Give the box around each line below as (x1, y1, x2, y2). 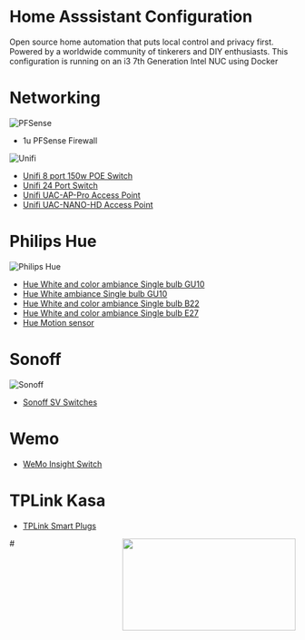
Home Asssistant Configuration (9, 6, 252, 27)
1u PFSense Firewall (22, 134, 98, 146)
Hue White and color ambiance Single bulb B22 (22, 298, 200, 309)
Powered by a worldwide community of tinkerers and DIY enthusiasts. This (9, 45, 289, 56)
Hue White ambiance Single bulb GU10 (22, 288, 168, 299)
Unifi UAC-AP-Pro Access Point (22, 189, 141, 201)
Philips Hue (9, 231, 97, 251)
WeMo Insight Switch (22, 458, 103, 469)
